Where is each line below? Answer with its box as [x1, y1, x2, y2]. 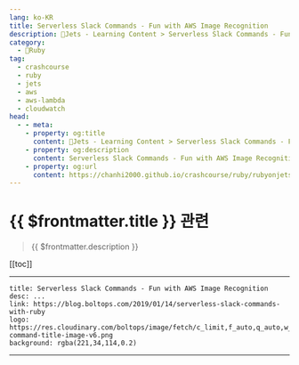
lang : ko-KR [9, 12, 53, 22]
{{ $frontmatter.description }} [30, 241, 139, 252]
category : [9, 37, 46, 47]
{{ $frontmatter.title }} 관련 [9, 211, 209, 231]
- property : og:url [25, 162, 98, 171]
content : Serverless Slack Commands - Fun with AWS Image [32, 153, 253, 163]
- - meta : [17, 121, 53, 130]
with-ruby [9, 308, 46, 317]
